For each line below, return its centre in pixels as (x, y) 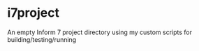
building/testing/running (42, 39)
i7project (33, 13)
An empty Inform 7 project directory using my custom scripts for (100, 32)
